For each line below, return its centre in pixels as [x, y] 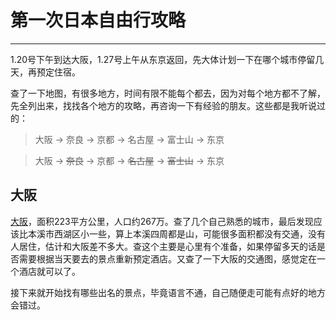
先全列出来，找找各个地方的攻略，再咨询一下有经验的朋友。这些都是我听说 [163, 105]
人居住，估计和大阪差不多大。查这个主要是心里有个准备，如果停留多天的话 [163, 246]
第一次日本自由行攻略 [98, 20]
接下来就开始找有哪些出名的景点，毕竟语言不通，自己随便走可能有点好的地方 [168, 292]
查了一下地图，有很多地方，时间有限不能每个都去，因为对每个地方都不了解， [168, 93]
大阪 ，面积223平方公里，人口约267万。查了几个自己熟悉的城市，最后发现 [162, 221]
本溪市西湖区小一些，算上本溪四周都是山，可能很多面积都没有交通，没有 [176, 233]
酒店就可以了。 [49, 271]
